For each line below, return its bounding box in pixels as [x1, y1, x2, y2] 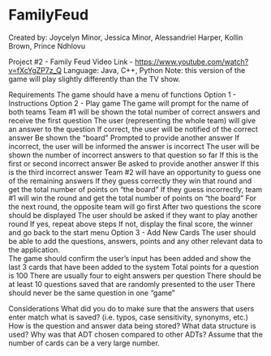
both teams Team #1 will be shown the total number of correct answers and [8, 107, 261, 117]
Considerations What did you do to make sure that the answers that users [8, 303, 255, 313]
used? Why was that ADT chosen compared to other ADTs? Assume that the [8, 329, 264, 339]
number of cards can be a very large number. [8, 338, 160, 348]
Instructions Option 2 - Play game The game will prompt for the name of [8, 98, 249, 108]
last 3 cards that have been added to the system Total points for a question [8, 262, 260, 272]
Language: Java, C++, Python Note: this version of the [63, 65, 246, 75]
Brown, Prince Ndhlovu [8, 41, 86, 50]
